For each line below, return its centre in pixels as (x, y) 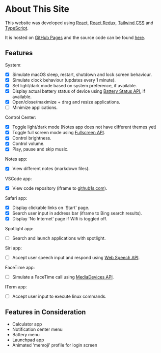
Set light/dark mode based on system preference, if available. (75, 85)
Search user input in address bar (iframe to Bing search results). (77, 213)
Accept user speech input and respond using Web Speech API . (76, 257)
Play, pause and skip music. (40, 149)
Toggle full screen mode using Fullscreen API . (59, 133)
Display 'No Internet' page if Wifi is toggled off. (60, 218)
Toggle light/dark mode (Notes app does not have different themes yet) (84, 127)
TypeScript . (17, 28)
